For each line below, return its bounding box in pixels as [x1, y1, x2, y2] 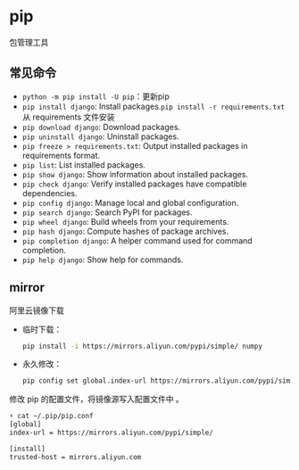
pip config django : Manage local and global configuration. [21, 197, 239, 208]
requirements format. [21, 150, 101, 161]
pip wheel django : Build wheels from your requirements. [21, 216, 229, 227]
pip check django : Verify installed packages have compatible [21, 178, 247, 189]
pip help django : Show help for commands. [21, 254, 184, 265]
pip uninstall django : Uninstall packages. [21, 131, 180, 142]
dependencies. [21, 187, 78, 198]
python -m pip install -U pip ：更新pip [21, 91, 170, 102]
